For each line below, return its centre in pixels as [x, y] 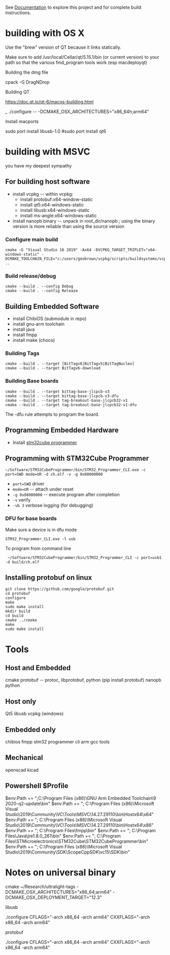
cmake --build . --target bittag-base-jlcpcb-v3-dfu [62, 396]
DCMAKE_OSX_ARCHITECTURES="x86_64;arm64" [59, 892]
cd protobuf [18, 594]
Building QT [17, 92]
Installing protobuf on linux [49, 577]
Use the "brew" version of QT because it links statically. [63, 47]
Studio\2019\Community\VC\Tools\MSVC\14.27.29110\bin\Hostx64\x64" [80, 814]
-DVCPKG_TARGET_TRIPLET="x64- [125, 250]
